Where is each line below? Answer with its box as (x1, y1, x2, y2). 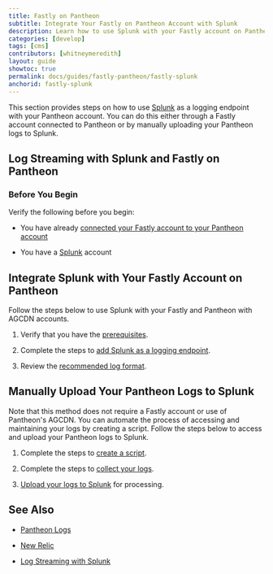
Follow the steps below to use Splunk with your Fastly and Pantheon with (8, 306, 253, 315)
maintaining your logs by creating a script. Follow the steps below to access (8, 424, 262, 433)
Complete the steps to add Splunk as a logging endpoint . (19, 346, 211, 354)
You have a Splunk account (19, 247, 112, 257)
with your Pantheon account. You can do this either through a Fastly (8, 111, 236, 120)
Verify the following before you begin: (8, 207, 135, 217)
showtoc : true (8, 65, 57, 73)
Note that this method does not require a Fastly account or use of (8, 406, 227, 415)
